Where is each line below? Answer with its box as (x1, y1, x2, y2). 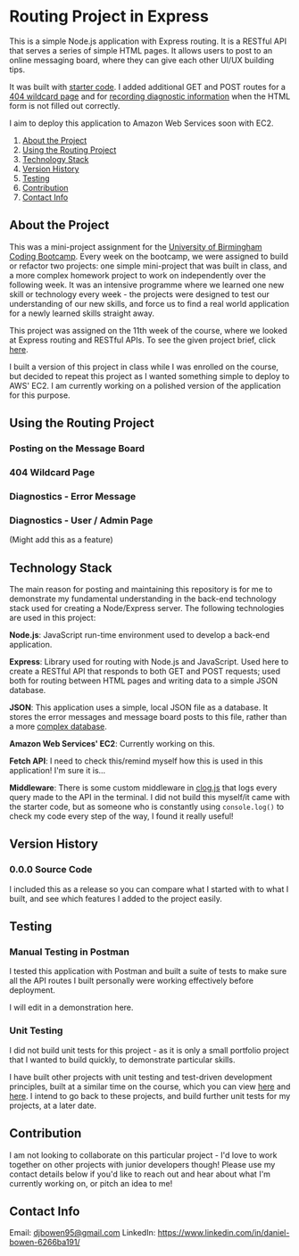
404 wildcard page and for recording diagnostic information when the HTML (9, 91, 291, 102)
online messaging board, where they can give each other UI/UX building (9, 54, 275, 65)
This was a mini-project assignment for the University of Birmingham (9, 241, 262, 252)
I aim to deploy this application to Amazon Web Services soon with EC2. (9, 118, 274, 128)
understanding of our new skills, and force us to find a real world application (9, 298, 290, 309)
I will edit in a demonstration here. (9, 1002, 134, 1013)
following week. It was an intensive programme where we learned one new (9, 279, 285, 290)
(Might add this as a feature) (9, 534, 113, 545)
